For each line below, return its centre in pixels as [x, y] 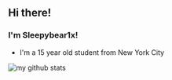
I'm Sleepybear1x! [43, 35]
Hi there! [30, 13]
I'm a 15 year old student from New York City [92, 52]
